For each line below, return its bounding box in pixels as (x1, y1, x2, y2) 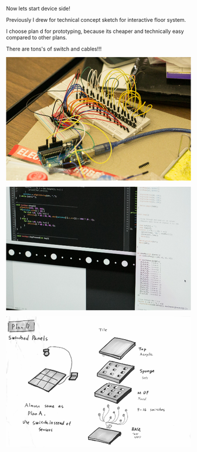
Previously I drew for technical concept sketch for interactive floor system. (6, 16, 186, 23)
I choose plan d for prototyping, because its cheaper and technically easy (6, 28, 184, 35)
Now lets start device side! (6, 5, 70, 12)
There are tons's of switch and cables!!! (6, 45, 102, 52)
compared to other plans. (6, 34, 67, 41)
